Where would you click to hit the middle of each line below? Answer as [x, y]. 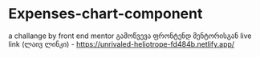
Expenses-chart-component [106, 14]
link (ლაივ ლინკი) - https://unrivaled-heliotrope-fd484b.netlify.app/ [122, 44]
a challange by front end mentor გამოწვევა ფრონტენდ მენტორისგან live [130, 36]
